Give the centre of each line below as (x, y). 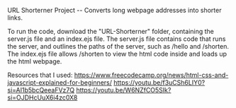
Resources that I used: (40, 75)
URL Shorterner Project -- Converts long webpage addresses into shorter (114, 10)
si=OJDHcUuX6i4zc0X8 (43, 97)
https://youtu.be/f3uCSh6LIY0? (159, 83)
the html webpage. (35, 61)
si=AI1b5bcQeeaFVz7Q (41, 90)
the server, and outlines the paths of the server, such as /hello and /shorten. (118, 46)
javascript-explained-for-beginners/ (60, 83)
